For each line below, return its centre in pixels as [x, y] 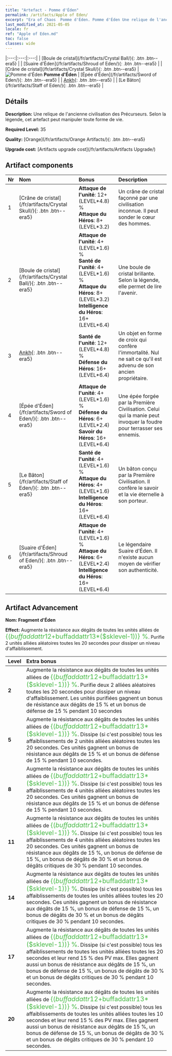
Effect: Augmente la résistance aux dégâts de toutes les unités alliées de [82, 630]
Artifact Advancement [42, 608]
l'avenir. [128, 293]
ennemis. [130, 435]
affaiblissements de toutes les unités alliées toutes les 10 [95, 1014]
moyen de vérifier [139, 564]
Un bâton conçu [138, 469]
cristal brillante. [137, 274]
